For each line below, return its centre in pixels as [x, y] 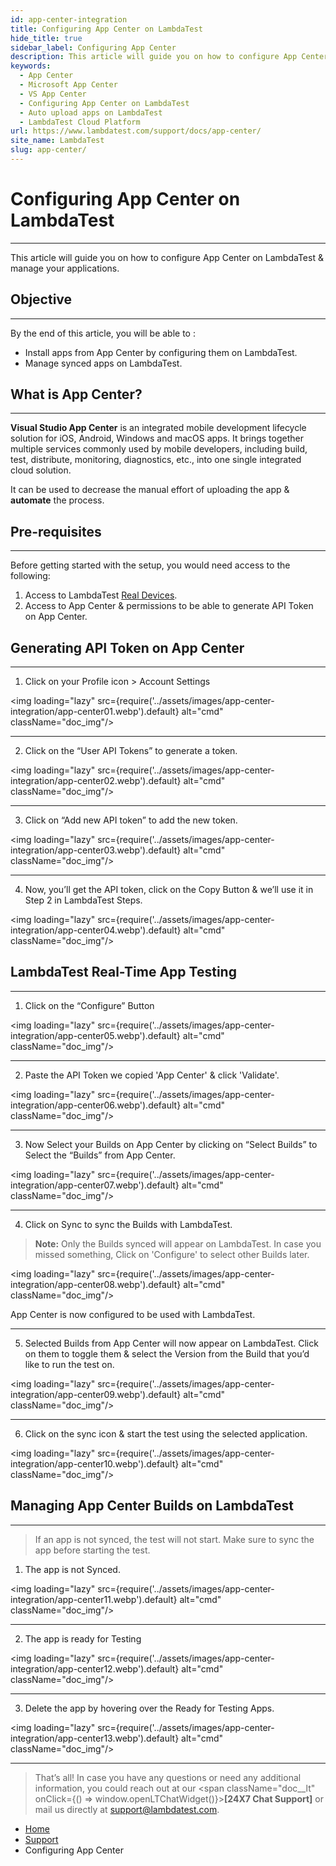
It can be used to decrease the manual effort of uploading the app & [150, 490]
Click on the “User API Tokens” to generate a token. [131, 751]
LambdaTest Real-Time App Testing [123, 972]
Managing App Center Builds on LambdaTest [152, 1506]
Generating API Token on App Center [127, 647]
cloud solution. [41, 470]
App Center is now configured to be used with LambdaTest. [133, 1314]
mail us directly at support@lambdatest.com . [127, 1809]
